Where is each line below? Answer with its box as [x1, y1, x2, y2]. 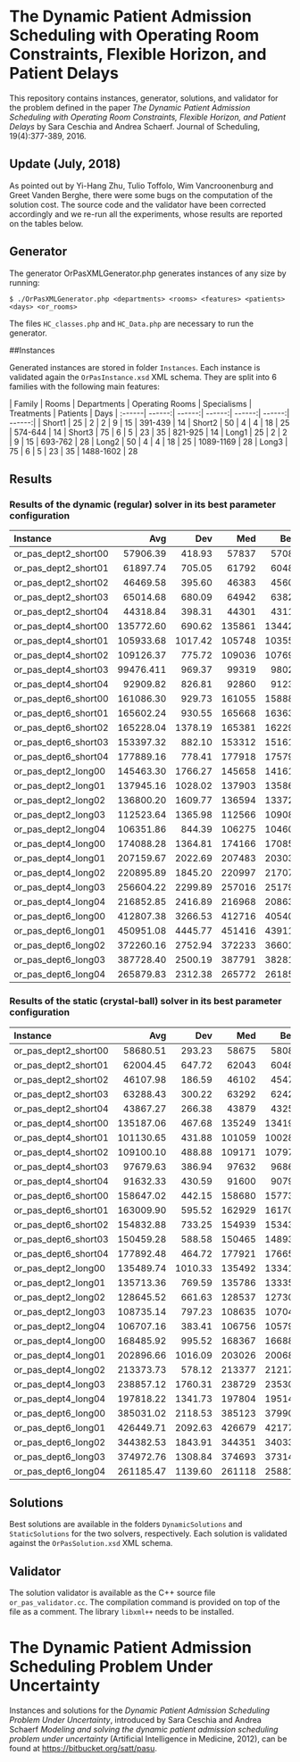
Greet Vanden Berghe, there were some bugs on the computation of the [9, 189, 273, 200]
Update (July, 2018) [9, 156, 121, 171]
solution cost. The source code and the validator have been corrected [9, 199, 266, 210]
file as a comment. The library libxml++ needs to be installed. [9, 1607, 235, 1617]
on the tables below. [9, 218, 84, 229]
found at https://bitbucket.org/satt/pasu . [9, 1743, 158, 1754]
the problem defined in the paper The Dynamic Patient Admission [9, 102, 251, 112]
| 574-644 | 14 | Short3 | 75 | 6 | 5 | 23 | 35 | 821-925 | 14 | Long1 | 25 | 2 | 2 [9, 427, 287, 437]
